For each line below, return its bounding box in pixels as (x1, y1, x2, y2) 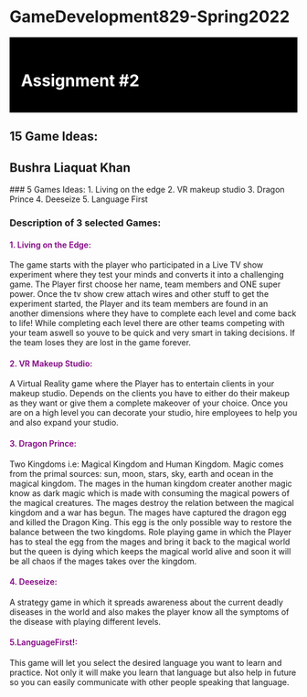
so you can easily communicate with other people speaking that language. (9, 677, 290, 688)
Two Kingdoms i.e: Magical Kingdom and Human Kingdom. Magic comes (9, 459, 284, 470)
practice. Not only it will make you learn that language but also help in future (9, 667, 297, 678)
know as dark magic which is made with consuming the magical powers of (9, 487, 291, 499)
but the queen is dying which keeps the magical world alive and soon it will (9, 545, 291, 556)
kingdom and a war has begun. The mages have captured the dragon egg (9, 507, 287, 518)
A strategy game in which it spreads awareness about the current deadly (9, 597, 283, 607)
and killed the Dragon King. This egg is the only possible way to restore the (9, 516, 292, 527)
